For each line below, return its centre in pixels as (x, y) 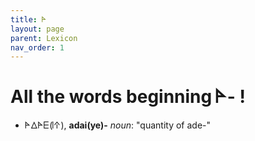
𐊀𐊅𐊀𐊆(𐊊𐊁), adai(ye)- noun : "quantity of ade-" (118, 125)
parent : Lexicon (44, 38)
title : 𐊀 (28, 19)
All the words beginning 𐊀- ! (128, 97)
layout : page (37, 29)
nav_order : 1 (37, 47)
